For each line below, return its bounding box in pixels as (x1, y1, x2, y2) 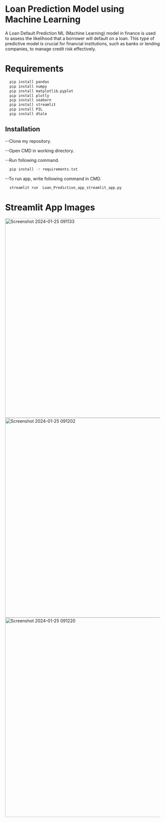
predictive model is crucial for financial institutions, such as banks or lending (5, 40, 160, 46)
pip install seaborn (9, 97, 52, 103)
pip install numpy (9, 84, 48, 89)
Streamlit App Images (5, 202, 95, 213)
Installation (5, 125, 40, 133)
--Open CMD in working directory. (5, 148, 75, 154)
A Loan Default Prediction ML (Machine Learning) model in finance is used (5, 30, 156, 36)
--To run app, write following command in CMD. (5, 176, 102, 182)
